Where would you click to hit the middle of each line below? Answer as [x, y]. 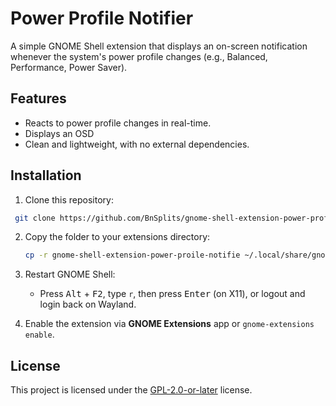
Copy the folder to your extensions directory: [117, 237]
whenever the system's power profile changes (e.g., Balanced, [139, 56]
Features [38, 98]
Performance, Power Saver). [69, 67]
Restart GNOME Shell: [70, 274]
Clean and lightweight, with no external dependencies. [137, 144]
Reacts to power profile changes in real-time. [118, 123]
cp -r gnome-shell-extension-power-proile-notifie [132, 255]
